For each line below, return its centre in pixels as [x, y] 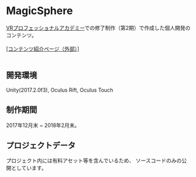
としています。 [29, 168]
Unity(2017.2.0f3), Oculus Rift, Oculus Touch [60, 90]
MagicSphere [40, 11]
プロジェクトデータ [41, 145]
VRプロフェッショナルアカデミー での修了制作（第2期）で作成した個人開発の [98, 28]
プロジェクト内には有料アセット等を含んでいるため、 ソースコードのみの [94, 161]
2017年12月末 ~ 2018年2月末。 [43, 125]
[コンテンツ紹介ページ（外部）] [43, 49]
